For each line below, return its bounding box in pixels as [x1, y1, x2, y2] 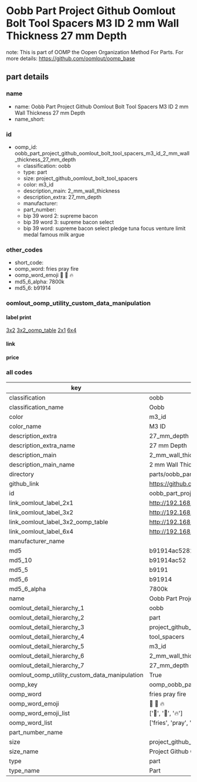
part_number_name [9, 728, 63, 736]
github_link [9, 480, 39, 488]
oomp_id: [14, 143, 38, 151]
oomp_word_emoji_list [9, 709, 70, 717]
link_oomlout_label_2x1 [9, 498, 74, 507]
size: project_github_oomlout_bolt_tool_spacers [23, 175, 138, 182]
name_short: [14, 115, 45, 122]
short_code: [14, 259, 44, 266]
